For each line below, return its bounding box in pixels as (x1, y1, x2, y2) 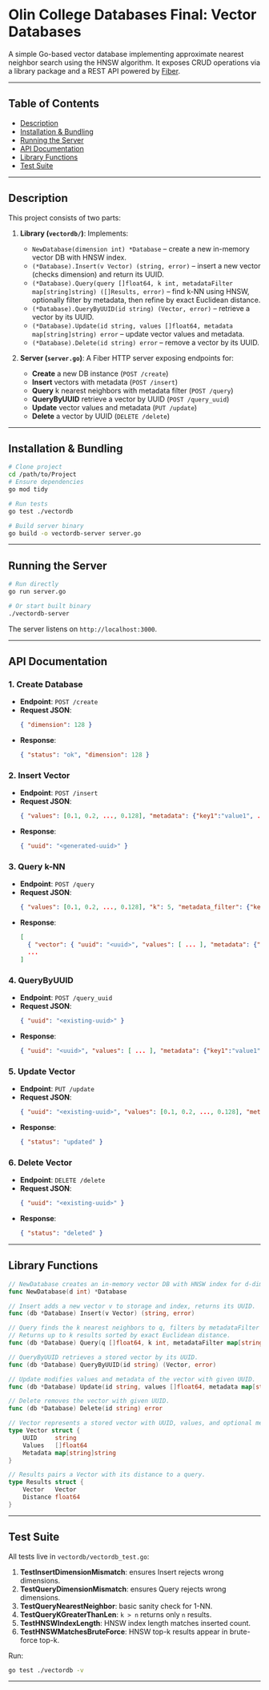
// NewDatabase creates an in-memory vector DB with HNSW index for (8, 1280, 242, 1288)
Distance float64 (22, 1493, 81, 1502)
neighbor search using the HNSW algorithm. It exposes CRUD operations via (8, 58, 261, 67)
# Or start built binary (8, 602, 91, 610)
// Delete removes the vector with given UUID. (8, 1397, 171, 1406)
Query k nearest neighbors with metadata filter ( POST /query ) (31, 385, 234, 395)
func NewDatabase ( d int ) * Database (8, 1288, 127, 1296)
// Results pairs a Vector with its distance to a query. (8, 1470, 206, 1479)
